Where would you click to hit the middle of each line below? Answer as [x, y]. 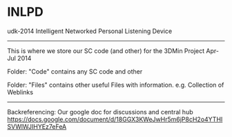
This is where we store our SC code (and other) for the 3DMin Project [106, 51]
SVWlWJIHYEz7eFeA [37, 126]
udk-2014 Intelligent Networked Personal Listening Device [90, 31]
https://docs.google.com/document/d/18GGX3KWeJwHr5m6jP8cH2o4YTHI [115, 119]
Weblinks [20, 92]
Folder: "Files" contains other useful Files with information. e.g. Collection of [116, 85]
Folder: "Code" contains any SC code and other [75, 71]
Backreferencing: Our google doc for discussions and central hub [100, 112]
